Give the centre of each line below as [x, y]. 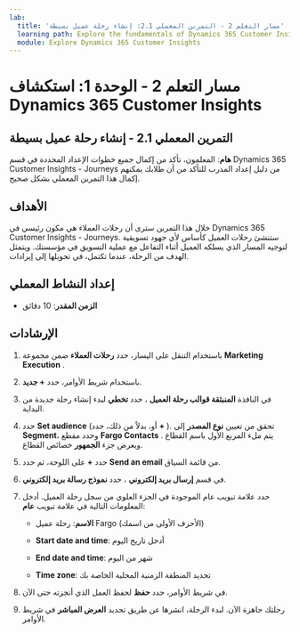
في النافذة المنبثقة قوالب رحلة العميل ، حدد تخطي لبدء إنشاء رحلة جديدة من [146, 399]
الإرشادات [33, 333]
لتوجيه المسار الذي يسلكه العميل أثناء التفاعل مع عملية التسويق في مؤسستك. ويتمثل [148, 247]
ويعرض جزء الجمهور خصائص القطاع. [82, 444]
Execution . [43, 364]
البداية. [33, 408]
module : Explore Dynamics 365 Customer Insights [109, 42]
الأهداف [28, 206]
